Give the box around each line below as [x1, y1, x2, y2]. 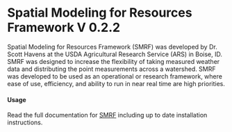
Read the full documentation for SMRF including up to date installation [7, 111, 208, 119]
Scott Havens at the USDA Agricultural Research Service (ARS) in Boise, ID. [7, 50, 222, 58]
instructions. [7, 118, 43, 126]
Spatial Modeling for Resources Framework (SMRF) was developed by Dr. [7, 42, 217, 51]
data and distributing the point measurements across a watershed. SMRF [7, 65, 217, 73]
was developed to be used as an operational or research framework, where [7, 72, 222, 81]
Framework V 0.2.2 [7, 19, 120, 35]
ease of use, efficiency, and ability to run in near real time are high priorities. [7, 79, 226, 88]
